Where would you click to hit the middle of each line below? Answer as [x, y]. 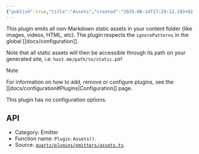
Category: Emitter [36, 132]
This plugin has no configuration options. [57, 100]
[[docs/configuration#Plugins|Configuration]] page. [69, 88]
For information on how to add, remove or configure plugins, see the [90, 82]
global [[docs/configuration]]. [42, 41]
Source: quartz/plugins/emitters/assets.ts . [70, 145]
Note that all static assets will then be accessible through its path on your [96, 52]
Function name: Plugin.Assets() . [55, 139]
